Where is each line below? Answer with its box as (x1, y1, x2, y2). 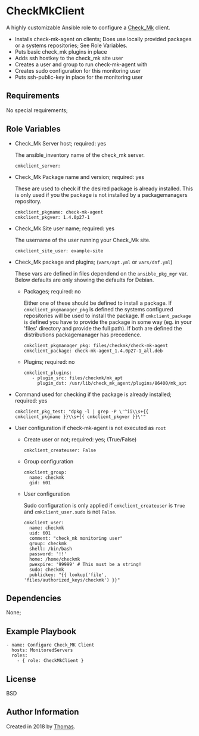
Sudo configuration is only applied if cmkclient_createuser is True (23, 502, 185, 509)
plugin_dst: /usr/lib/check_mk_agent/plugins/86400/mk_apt (37, 380, 187, 386)
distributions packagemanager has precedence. (23, 331, 142, 338)
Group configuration (23, 457, 74, 465)
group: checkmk (29, 540, 67, 546)
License (6, 674, 36, 684)
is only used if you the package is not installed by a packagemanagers (14, 191, 188, 198)
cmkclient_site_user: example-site (14, 248, 104, 254)
